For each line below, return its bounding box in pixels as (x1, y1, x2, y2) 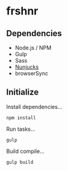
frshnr (6, 4, 39, 18)
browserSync (14, 70, 48, 76)
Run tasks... (6, 125, 36, 132)
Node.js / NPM (14, 44, 52, 51)
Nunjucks (14, 63, 39, 70)
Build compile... (6, 148, 45, 155)
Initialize (6, 87, 39, 98)
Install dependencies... (6, 103, 63, 110)
